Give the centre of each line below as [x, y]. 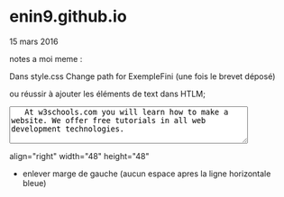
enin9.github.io [69, 17]
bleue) [34, 183]
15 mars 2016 [34, 41]
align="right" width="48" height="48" [79, 156]
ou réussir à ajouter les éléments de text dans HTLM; [107, 94]
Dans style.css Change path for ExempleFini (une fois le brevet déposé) [142, 76]
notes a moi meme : [46, 58]
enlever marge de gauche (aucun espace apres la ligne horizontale [147, 174]
